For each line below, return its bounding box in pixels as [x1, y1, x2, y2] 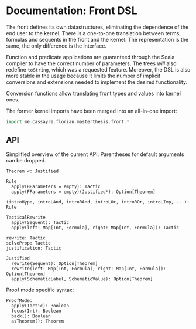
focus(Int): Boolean [11, 308, 61, 314]
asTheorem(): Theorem [11, 318, 64, 324]
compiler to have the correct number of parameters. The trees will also [6, 60, 177, 67]
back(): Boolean [11, 313, 51, 319]
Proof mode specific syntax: [6, 286, 74, 293]
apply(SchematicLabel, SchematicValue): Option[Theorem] [11, 276, 153, 282]
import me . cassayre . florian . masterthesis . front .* [6, 118, 130, 124]
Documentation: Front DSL [6, 4, 137, 18]
